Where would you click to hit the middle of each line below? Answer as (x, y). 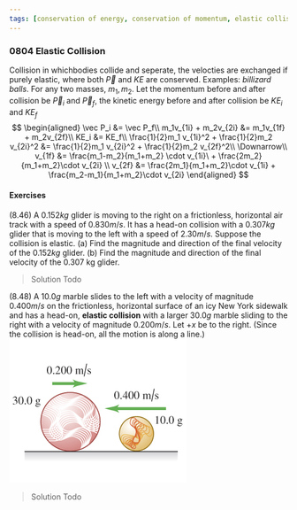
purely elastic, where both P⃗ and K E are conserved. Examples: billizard (140, 79)
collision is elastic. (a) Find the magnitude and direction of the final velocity (146, 243)
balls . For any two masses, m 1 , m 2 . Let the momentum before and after (137, 90)
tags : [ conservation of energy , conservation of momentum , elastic (136, 19)
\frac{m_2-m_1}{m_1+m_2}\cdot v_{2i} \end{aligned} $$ (148, 175)
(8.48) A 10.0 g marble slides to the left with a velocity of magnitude (131, 296)
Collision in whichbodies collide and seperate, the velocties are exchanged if (148, 70)
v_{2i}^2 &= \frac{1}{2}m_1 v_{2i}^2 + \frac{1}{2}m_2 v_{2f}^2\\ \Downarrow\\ (148, 147)
